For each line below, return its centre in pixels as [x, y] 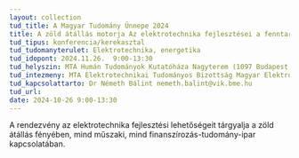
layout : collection [45, 17]
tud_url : [25, 91]
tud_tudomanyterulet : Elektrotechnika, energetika [105, 51]
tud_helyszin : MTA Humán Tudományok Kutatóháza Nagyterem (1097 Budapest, [151, 67]
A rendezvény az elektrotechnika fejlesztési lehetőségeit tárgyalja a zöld [141, 125]
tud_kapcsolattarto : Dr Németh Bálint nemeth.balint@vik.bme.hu [131, 83]
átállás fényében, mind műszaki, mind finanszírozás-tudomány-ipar [133, 135]
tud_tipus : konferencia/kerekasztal [77, 42]
